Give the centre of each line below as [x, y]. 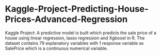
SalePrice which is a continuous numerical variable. [56, 48]
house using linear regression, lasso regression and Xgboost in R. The [75, 38]
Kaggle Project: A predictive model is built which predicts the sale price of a [81, 33]
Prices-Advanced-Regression [66, 19]
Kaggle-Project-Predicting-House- [77, 9]
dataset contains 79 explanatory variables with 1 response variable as [74, 43]
